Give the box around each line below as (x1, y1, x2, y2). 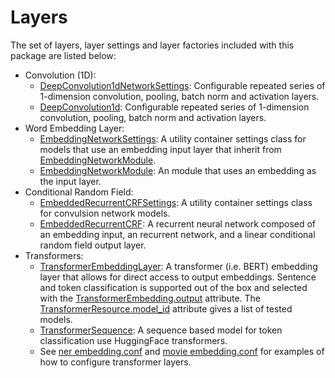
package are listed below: (10, 49, 117, 61)
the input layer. (39, 175, 102, 187)
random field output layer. (39, 239, 147, 251)
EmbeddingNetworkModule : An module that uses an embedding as (39, 164, 317, 176)
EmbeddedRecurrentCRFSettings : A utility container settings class (39, 196, 313, 208)
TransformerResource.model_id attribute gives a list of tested (39, 302, 293, 315)
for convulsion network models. (39, 207, 171, 219)
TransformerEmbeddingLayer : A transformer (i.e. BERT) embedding (39, 260, 318, 272)
